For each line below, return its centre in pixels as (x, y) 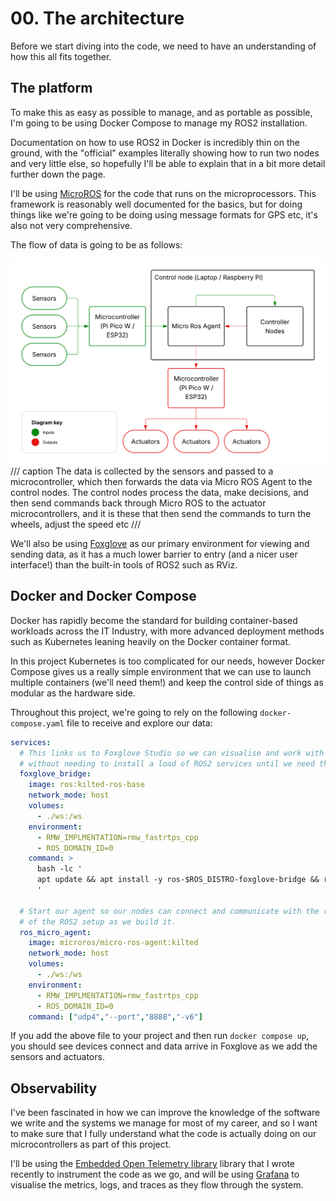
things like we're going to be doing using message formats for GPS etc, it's (164, 214)
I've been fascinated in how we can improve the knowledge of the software (165, 1113)
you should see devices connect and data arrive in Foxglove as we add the (164, 1046)
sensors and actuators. (57, 1057)
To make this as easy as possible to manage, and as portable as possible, (161, 112)
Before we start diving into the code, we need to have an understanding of (163, 46)
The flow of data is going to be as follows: (96, 244)
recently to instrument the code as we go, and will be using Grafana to (155, 1174)
